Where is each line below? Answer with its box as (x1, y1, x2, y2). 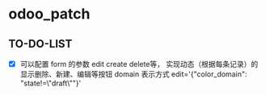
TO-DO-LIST (8, 37, 73, 51)
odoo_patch (8, 5, 91, 23)
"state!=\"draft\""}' (19, 78, 82, 89)
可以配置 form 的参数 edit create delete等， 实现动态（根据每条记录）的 (19, 60, 259, 68)
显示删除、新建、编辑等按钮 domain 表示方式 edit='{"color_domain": (19, 69, 247, 79)
